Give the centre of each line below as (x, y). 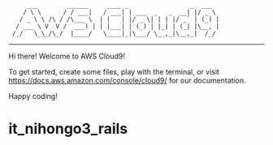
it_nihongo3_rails (68, 129)
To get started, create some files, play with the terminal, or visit (114, 72)
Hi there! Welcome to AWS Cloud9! (67, 56)
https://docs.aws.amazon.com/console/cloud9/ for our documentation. (127, 80)
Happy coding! (33, 96)
